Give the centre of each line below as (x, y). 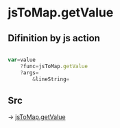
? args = (29, 73)
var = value (22, 60)
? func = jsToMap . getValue (54, 66)
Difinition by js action (54, 38)
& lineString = (51, 79)
